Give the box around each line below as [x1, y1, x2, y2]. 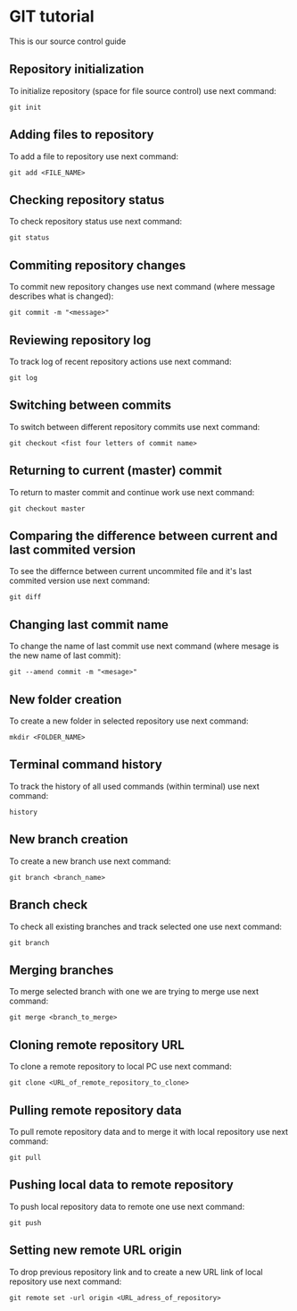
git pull [9, 1153, 42, 1162]
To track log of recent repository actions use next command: [9, 356, 232, 367]
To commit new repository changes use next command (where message [9, 282, 276, 292]
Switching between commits [9, 398, 172, 413]
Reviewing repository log [9, 333, 152, 348]
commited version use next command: [9, 575, 150, 587]
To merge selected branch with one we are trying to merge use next [9, 986, 259, 997]
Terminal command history [9, 757, 162, 773]
